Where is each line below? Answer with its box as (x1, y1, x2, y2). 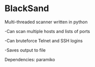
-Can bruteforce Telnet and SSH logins (4, 37, 83, 44)
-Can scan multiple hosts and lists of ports (4, 28, 90, 34)
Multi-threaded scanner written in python (4, 19, 88, 25)
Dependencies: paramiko (4, 56, 55, 62)
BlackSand (4, 3, 49, 14)
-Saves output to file (4, 47, 46, 53)
